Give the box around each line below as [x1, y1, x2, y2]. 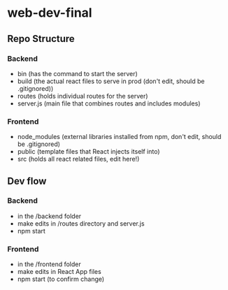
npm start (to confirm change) [17, 275, 105, 284]
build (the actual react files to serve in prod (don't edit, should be [17, 77, 205, 85]
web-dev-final [7, 5, 92, 21]
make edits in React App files [17, 268, 101, 276]
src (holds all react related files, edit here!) [17, 155, 140, 164]
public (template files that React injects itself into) [17, 147, 160, 156]
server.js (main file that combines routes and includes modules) [17, 99, 201, 108]
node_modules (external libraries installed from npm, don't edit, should [17, 133, 222, 141]
